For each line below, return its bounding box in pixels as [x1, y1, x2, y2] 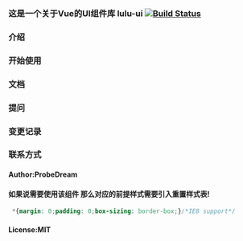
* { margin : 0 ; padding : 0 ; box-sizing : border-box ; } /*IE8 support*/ [11, 207, 236, 215]
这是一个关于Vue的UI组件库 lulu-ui [8, 7, 143, 18]
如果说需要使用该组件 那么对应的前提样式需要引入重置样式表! [8, 189, 211, 198]
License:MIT [8, 224, 51, 235]
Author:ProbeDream [8, 170, 78, 179]
